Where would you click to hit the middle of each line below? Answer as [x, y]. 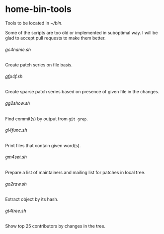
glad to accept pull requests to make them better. [55, 38]
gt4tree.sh [16, 211]
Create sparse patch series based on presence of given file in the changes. [82, 92]
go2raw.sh [16, 184]
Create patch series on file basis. [39, 65]
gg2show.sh [18, 103]
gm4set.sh [16, 157]
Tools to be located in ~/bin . [34, 23]
